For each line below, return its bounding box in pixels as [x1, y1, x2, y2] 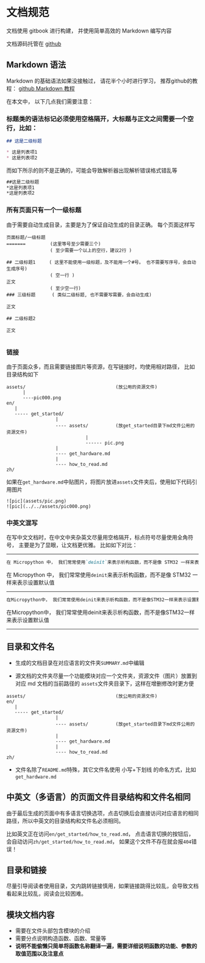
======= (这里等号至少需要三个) [6, 241, 101, 247]
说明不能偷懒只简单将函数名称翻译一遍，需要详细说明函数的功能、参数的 [15, 942, 197, 950]
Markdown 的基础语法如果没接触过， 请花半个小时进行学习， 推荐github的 [6, 77, 193, 84]
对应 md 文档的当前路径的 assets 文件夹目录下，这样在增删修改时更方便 [15, 680, 194, 687]
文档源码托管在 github [6, 40, 62, 47]
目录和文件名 [6, 642, 55, 652]
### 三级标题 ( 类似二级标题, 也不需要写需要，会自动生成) [6, 291, 152, 298]
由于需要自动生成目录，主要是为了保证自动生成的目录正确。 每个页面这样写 [6, 221, 195, 228]
